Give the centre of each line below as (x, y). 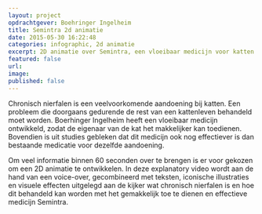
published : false (36, 81)
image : (19, 74)
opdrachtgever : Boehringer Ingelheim (70, 23)
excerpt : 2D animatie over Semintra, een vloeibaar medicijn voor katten (131, 52)
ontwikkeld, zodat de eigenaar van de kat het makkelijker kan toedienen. (125, 128)
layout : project (35, 15)
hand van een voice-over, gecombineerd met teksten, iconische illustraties (129, 176)
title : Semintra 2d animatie (56, 30)
